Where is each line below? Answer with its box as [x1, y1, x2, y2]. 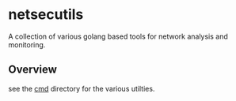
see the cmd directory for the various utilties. [8, 84, 155, 93]
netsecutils [8, 6, 84, 24]
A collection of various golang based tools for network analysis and [8, 32, 228, 41]
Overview [8, 63, 58, 77]
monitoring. [8, 39, 46, 49]
